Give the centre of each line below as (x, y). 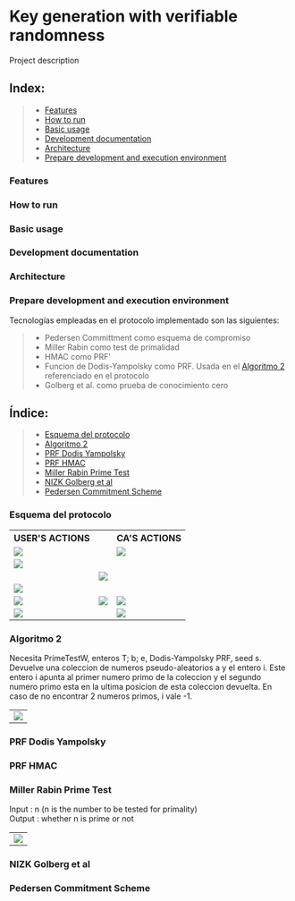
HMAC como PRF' (78, 356)
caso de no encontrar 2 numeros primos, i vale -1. (101, 696)
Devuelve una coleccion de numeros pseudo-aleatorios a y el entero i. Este (147, 667)
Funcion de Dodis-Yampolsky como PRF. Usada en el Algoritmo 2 (164, 366)
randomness (57, 35)
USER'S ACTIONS (52, 538)
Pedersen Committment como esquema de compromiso (147, 337)
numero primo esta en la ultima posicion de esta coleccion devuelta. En (141, 687)
